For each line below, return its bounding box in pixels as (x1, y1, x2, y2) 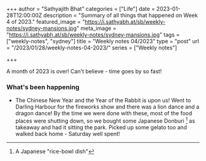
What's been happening (6, 82, 80, 91)
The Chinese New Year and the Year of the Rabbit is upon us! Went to (15, 97, 191, 104)
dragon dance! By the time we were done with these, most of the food (15, 110, 193, 117)
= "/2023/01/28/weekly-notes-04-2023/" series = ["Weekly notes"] (6, 44, 177, 51)
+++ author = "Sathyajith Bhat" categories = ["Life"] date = (6, 5, 155, 12)
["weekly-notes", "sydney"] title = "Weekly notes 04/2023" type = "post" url (6, 38, 199, 45)
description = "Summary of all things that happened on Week (43, 12, 198, 19)
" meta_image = (76, 24, 116, 32)
